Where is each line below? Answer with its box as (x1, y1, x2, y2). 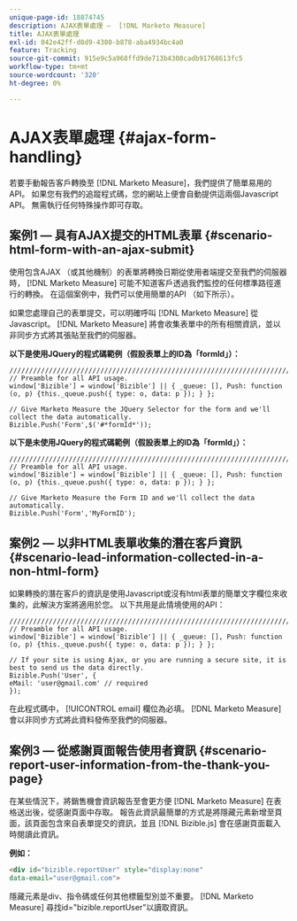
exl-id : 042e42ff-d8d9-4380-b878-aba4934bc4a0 (9, 37, 184, 47)
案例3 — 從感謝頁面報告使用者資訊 (9, 743, 197, 758)
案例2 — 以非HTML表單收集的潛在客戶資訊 (9, 535, 242, 550)
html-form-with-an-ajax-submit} (9, 242, 195, 257)
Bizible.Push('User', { (9, 671, 97, 680)
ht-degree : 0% (9, 79, 62, 88)
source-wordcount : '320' (9, 71, 101, 80)
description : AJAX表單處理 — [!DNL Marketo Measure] (9, 21, 206, 30)
